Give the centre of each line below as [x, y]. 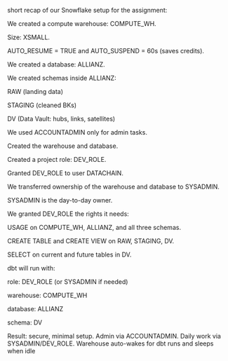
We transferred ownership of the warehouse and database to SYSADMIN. [113, 186]
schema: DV [25, 322]
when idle [21, 351]
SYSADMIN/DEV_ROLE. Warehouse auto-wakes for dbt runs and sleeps [110, 343]
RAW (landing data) [35, 91]
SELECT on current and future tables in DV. [69, 254]
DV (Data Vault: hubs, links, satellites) [61, 119]
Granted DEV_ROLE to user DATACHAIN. [66, 173]
